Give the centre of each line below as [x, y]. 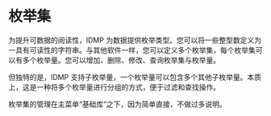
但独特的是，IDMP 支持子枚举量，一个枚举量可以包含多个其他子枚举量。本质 [135, 77]
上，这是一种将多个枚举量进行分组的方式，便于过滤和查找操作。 [114, 87]
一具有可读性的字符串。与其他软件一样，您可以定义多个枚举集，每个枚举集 [132, 50]
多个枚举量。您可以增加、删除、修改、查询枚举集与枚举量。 [121, 60]
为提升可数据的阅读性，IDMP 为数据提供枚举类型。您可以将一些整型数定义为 [135, 40]
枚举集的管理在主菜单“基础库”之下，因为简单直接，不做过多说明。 [118, 104]
